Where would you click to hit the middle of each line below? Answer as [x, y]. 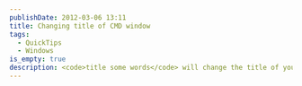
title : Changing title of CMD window [80, 26]
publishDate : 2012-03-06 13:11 [68, 17]
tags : [19, 34]
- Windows [36, 51]
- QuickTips [40, 43]
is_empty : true [38, 59]
